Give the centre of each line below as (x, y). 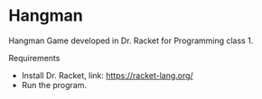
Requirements (34, 58)
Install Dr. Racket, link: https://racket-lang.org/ (107, 75)
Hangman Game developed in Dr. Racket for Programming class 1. (131, 40)
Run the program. (54, 85)
